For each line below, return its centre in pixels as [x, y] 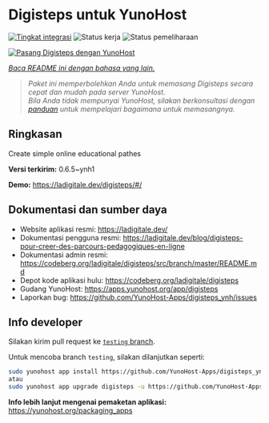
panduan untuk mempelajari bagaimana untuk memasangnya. [131, 109]
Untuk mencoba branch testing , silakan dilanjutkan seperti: [107, 357]
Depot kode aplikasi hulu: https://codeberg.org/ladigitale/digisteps [129, 280]
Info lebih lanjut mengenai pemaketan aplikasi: [87, 402]
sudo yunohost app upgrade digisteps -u [77, 387]
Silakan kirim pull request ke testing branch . [82, 341]
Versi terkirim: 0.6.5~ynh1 [52, 169]
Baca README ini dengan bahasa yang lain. [82, 68]
